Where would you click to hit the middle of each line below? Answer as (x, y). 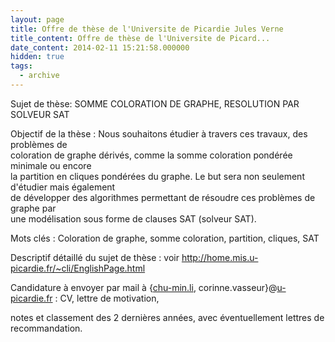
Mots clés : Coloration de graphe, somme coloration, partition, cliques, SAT (165, 238)
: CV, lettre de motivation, (107, 298)
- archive (39, 76)
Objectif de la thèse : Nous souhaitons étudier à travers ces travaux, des (159, 133)
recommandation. (46, 328)
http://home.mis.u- (220, 257)
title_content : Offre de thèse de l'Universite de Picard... (140, 38)
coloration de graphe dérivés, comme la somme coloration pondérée (151, 155)
